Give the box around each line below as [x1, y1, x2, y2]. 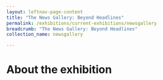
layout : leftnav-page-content [6, 8, 84, 15]
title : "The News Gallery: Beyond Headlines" [6, 15, 124, 21]
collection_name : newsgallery [6, 32, 84, 38]
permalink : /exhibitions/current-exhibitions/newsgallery [6, 20, 157, 26]
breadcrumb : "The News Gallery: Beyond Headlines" [6, 25, 138, 32]
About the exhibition [6, 63, 112, 76]
